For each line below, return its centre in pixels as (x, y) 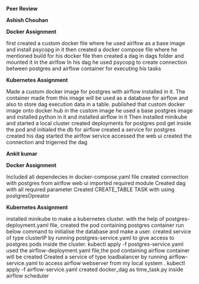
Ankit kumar (22, 154)
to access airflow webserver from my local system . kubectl (112, 263)
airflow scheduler (28, 276)
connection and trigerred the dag (47, 142)
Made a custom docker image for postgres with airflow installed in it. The (96, 91)
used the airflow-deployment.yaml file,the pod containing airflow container (98, 250)
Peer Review (22, 9)
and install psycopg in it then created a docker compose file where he (92, 49)
